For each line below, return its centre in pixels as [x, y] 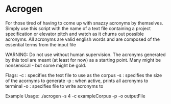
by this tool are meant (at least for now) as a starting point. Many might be [83, 60]
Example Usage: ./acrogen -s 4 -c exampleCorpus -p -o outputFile [75, 96]
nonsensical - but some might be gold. [46, 65]
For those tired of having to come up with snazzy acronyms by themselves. [84, 23]
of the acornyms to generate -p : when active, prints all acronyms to [77, 81]
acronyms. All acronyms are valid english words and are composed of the [82, 39]
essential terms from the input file [41, 44]
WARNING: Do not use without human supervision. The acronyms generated [86, 55]
